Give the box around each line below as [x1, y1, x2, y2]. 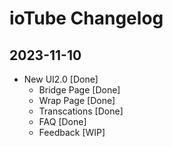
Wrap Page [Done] [38, 95, 116, 106]
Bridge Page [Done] [38, 84, 121, 96]
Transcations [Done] [38, 105, 124, 117]
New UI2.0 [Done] [23, 73, 99, 85]
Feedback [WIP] [38, 127, 106, 138]
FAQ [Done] [38, 116, 87, 127]
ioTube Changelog [9, 7, 164, 30]
